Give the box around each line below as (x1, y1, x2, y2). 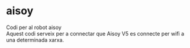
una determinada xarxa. (6, 36, 64, 43)
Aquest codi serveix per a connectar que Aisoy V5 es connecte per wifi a (6, 30, 185, 37)
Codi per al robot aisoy (6, 24, 62, 31)
